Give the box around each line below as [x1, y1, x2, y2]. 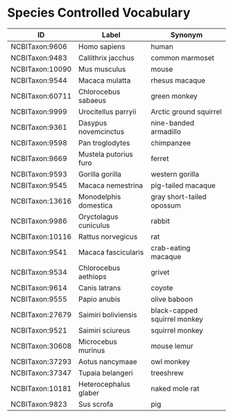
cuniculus [78, 220, 110, 230]
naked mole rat [150, 383, 200, 393]
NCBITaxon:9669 [10, 153, 67, 163]
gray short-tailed [150, 192, 207, 201]
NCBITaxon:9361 [10, 122, 67, 132]
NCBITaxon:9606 [10, 42, 67, 51]
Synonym [170, 30, 203, 40]
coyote [150, 283, 173, 292]
